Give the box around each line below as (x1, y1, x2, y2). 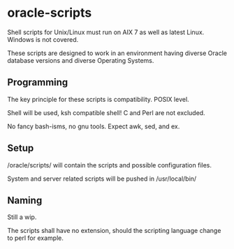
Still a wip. (7, 213, 37, 221)
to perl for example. (7, 234, 64, 242)
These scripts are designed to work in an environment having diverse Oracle (7, 49, 227, 57)
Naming (7, 194, 43, 206)
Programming (7, 77, 68, 89)
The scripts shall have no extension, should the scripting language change (7, 227, 221, 235)
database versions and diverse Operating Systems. (7, 56, 154, 64)
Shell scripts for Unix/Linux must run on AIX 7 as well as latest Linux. (7, 28, 205, 36)
